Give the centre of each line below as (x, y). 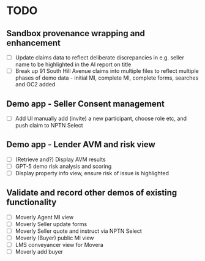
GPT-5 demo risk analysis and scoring (63, 166)
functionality (32, 202)
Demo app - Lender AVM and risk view (81, 145)
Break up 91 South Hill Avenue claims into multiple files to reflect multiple (107, 71)
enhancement (34, 43)
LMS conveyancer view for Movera (59, 245)
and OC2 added (35, 85)
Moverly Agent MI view (44, 217)
